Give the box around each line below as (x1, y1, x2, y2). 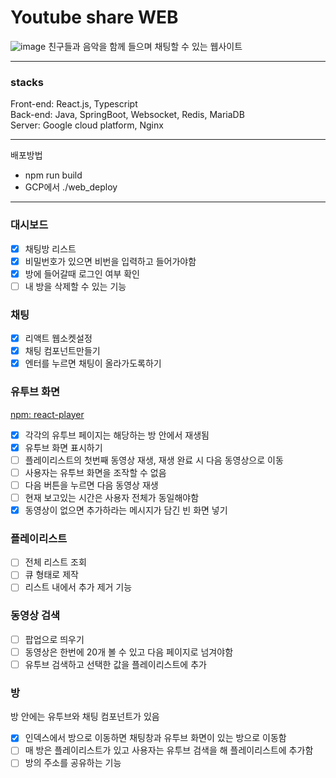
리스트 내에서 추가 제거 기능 (24, 581, 133, 593)
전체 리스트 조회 (24, 556, 87, 568)
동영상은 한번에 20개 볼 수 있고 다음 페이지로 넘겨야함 (24, 646, 234, 658)
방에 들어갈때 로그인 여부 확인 (24, 267, 140, 280)
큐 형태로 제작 (24, 569, 79, 581)
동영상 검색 (10, 609, 61, 623)
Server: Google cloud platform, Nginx (10, 119, 164, 131)
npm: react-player (10, 408, 85, 420)
